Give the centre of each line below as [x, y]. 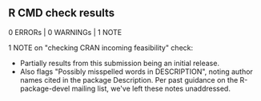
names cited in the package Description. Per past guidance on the [129, 80]
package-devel [45, 88]
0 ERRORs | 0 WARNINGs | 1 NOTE [65, 32]
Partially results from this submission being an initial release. [120, 63]
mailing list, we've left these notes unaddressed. [151, 88]
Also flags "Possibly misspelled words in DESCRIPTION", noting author [137, 72]
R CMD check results [62, 13]
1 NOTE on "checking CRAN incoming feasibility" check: [101, 48]
